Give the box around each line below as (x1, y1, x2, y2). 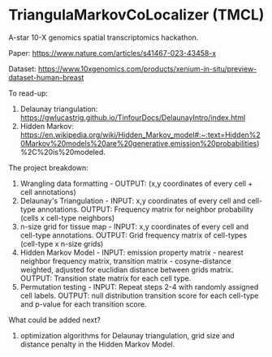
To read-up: (8, 88, 49, 98)
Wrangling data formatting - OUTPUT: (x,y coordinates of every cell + (19, 178, 253, 188)
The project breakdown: (8, 162, 89, 172)
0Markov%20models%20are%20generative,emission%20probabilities (19, 138, 257, 148)
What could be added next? (8, 315, 101, 325)
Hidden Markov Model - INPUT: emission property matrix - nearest (19, 247, 244, 257)
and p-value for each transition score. (19, 299, 147, 309)
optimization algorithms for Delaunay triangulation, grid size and (19, 330, 235, 340)
